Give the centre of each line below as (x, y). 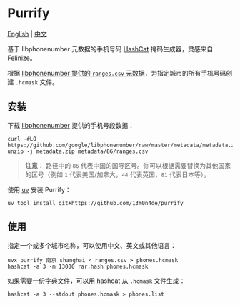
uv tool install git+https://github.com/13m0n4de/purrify (95, 203)
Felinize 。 (22, 58)
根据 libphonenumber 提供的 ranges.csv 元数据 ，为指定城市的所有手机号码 (117, 73)
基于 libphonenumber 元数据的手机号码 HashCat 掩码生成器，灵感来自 (110, 49)
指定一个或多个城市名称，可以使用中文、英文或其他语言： (92, 245)
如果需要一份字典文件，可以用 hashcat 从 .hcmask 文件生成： (96, 281)
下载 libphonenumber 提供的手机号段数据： (71, 125)
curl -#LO (22, 139)
